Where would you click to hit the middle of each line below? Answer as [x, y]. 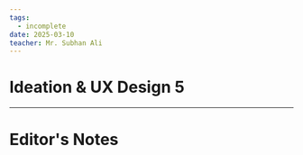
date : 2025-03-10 [42, 34]
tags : [19, 18]
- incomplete [42, 26]
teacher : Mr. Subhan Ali [56, 43]
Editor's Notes [64, 140]
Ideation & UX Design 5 [97, 87]
